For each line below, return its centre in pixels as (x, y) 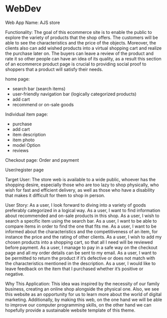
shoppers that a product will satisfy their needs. (54, 69)
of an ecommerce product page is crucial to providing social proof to (76, 64)
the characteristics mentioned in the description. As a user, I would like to (81, 263)
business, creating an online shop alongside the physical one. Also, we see (82, 289)
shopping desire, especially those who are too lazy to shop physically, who (82, 185)
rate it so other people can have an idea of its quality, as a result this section (83, 58)
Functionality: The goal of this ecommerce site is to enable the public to (79, 32)
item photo (23, 140)
